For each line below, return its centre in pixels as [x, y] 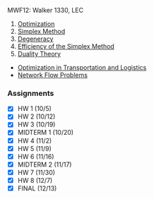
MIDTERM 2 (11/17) [45, 164]
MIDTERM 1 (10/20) [46, 133]
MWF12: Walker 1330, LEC [45, 10]
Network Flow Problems [53, 75]
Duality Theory [39, 54]
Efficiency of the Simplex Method [66, 46]
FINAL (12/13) [37, 188]
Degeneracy [35, 39]
